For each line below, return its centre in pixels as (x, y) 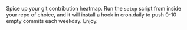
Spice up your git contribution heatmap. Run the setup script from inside (94, 9)
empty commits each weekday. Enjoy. (52, 21)
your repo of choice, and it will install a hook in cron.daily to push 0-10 (91, 15)
